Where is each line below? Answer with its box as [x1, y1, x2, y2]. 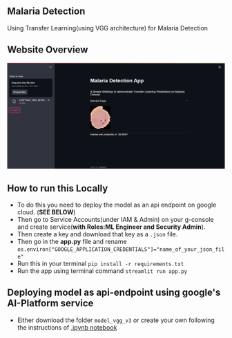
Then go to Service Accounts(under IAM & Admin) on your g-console [17, 216, 214, 224]
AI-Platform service [7, 297, 94, 310]
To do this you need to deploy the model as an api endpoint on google [17, 200, 217, 209]
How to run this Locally [7, 182, 108, 194]
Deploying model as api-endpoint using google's [7, 287, 221, 299]
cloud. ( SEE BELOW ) [17, 208, 76, 216]
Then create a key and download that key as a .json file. [17, 230, 178, 238]
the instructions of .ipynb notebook [17, 323, 117, 331]
